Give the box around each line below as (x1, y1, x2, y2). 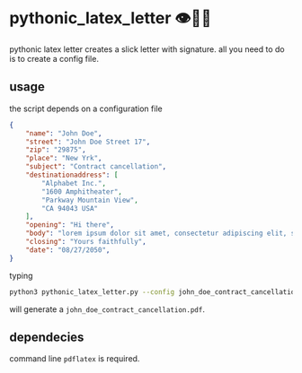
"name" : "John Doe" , (25, 128, 102, 138)
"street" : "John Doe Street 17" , (25, 137, 151, 146)
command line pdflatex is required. (9, 353, 140, 364)
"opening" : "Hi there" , (25, 221, 115, 230)
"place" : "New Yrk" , (25, 154, 102, 163)
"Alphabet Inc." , (41, 178, 106, 187)
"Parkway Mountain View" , (41, 195, 139, 204)
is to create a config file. (9, 53, 99, 64)
